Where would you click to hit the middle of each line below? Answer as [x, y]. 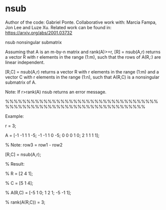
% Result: [15, 164]
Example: [15, 116]
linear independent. [25, 62]
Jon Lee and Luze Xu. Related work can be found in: [58, 27]
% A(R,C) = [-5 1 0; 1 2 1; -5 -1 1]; [38, 192]
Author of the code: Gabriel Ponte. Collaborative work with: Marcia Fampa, [81, 22]
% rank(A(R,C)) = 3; [25, 202]
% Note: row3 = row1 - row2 [34, 145]
